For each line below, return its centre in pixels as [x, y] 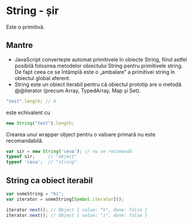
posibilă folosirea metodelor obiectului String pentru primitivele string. [99, 66]
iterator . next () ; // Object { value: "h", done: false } [77, 210]
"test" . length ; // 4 [31, 101]
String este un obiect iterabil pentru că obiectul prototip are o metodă [98, 84]
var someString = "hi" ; [35, 194]
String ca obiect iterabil [49, 180]
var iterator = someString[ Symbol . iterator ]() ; [65, 199]
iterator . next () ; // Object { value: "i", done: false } [77, 215]
